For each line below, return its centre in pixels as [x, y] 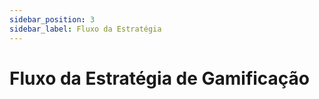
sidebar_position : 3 [52, 19]
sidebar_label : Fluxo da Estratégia [85, 29]
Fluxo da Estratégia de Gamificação [160, 78]
